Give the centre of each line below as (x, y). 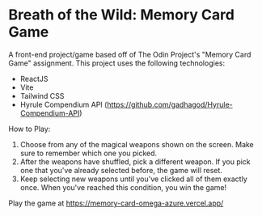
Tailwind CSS (42, 95)
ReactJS (34, 78)
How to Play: (30, 129)
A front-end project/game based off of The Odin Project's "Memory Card (130, 54)
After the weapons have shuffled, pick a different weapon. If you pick (135, 161)
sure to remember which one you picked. (89, 153)
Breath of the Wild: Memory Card (121, 15)
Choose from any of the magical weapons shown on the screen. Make (137, 144)
